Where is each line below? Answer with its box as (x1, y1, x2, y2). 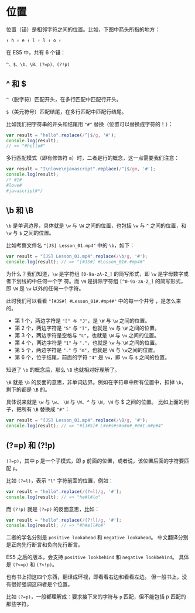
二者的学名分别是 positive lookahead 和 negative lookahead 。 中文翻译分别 (6, 534, 189, 541)
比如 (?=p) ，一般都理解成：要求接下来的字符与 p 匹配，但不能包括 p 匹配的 (6, 593, 186, 600)
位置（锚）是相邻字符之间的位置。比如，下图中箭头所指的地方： (6, 26, 160, 33)
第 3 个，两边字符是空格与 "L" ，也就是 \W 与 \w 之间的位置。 (14, 332, 160, 339)
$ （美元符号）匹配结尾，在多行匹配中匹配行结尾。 (6, 108, 127, 115)
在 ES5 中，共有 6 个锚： (6, 49, 66, 56)
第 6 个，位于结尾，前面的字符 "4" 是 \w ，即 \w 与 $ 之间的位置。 (14, 354, 170, 361)
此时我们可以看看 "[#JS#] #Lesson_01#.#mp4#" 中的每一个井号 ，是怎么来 (6, 297, 182, 304)
